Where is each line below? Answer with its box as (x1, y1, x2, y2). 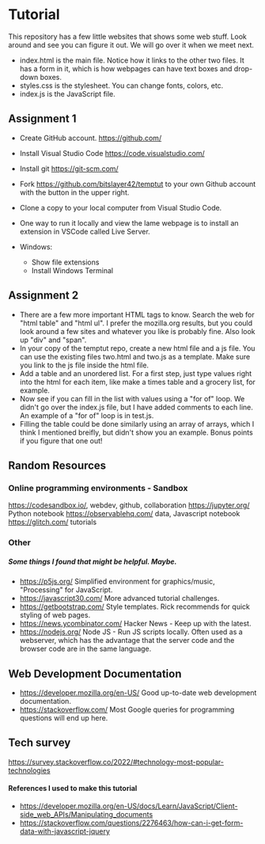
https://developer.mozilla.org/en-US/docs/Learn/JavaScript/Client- (19, 801, 238, 811)
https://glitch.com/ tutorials (8, 517, 97, 527)
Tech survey (8, 736, 71, 750)
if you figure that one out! (19, 435, 103, 445)
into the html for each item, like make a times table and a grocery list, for (19, 377, 256, 386)
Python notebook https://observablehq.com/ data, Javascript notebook (8, 509, 240, 519)
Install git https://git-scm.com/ (19, 164, 119, 173)
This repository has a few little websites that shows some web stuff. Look (8, 32, 248, 41)
